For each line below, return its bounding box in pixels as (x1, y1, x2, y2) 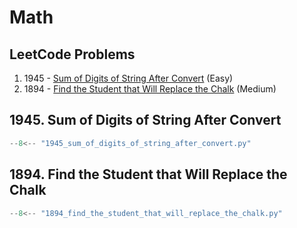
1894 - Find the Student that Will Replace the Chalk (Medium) (23, 83, 277, 95)
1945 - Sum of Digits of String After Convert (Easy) (23, 72, 234, 84)
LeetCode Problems (9, 46, 136, 63)
